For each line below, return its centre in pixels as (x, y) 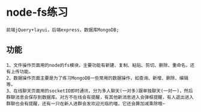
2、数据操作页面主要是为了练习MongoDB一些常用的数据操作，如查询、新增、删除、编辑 (97, 78)
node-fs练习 (37, 12)
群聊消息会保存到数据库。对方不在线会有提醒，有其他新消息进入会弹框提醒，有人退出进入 (100, 97)
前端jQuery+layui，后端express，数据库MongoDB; (63, 30)
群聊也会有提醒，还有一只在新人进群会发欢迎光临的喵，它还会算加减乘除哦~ (86, 104)
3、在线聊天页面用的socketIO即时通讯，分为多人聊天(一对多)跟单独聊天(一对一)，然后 (100, 91)
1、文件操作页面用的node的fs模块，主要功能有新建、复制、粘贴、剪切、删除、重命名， (98, 65)
